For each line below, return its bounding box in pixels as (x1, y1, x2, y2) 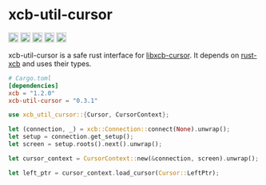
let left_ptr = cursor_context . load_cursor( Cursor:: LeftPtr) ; (8, 169, 220, 177)
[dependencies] (8, 81, 59, 89)
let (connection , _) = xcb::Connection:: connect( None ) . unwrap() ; (8, 125, 230, 133)
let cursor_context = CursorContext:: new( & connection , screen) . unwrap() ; (8, 154, 260, 163)
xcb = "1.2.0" (8, 89, 56, 97)
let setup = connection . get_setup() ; (8, 133, 134, 141)
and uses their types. (22, 58, 92, 69)
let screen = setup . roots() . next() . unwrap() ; (8, 140, 162, 148)
